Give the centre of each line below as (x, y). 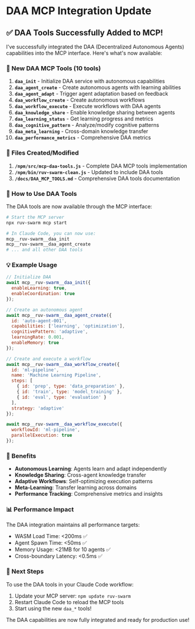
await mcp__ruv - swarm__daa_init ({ (49, 283)
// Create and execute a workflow (49, 359)
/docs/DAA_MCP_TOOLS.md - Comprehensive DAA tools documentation (97, 178)
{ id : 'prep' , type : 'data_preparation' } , (71, 386)
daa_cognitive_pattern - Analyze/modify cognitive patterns (87, 125)
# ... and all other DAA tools (44, 250)
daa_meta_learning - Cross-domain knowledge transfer (81, 132)
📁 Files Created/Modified (43, 153)
